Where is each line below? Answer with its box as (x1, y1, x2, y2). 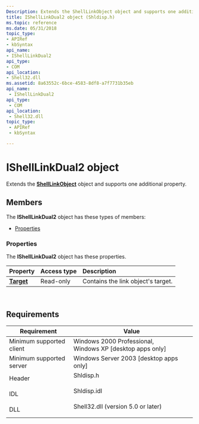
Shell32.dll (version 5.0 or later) (73, 402, 162, 410)
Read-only (40, 277, 71, 285)
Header (9, 374, 30, 382)
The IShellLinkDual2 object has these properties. (6, 253, 127, 260)
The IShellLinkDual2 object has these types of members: (6, 213, 146, 220)
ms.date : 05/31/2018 (6, 25, 57, 31)
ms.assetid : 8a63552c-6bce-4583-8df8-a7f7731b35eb (6, 81, 134, 87)
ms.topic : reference (6, 20, 57, 25)
